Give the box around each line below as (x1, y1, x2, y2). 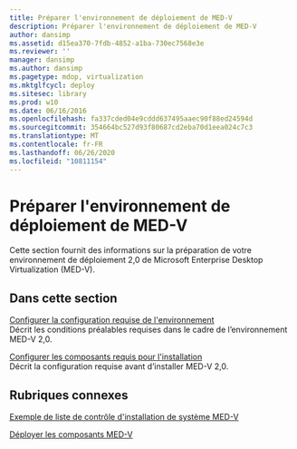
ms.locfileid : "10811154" (9, 156, 107, 166)
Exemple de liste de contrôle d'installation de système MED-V (9, 412, 239, 423)
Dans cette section (9, 290, 118, 306)
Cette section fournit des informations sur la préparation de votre (9, 245, 252, 256)
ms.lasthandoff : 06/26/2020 (9, 148, 116, 157)
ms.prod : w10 (9, 97, 59, 107)
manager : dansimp (9, 55, 75, 64)
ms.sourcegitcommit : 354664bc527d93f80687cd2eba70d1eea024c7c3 (9, 123, 254, 132)
